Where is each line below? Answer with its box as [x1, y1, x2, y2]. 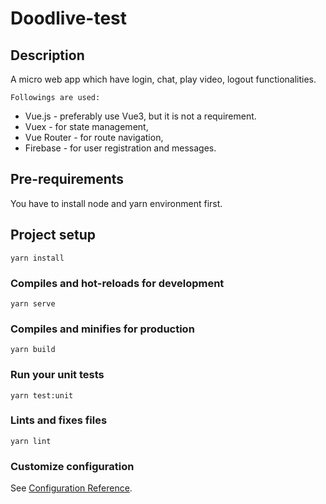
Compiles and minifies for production [10, 322, 195, 336]
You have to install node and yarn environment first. [10, 197, 223, 209]
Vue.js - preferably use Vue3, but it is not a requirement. [24, 110, 257, 122]
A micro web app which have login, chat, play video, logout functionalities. [10, 73, 317, 85]
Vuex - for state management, [24, 121, 149, 132]
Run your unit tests [10, 368, 105, 382]
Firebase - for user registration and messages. [24, 142, 217, 154]
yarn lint [10, 436, 52, 446]
